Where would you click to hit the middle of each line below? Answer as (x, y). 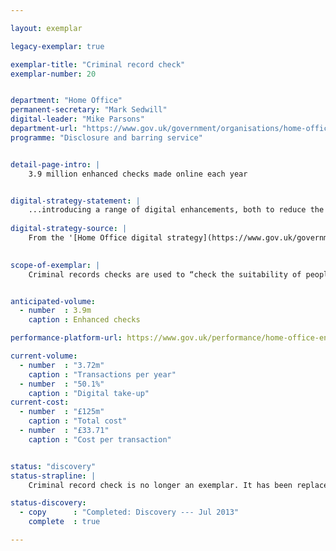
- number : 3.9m (55, 311)
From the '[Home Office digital (95, 238)
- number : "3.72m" (62, 365)
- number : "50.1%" (62, 384)
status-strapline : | (53, 476)
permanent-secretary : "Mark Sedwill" (89, 110)
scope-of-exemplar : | (55, 265)
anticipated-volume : (53, 301)
